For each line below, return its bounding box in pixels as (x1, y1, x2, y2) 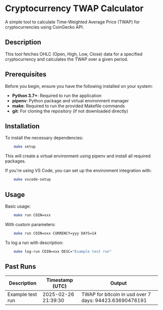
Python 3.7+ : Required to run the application (12, 93, 102, 98)
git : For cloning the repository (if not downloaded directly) (12, 108, 129, 114)
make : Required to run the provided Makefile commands (12, 103, 125, 109)
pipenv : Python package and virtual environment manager (12, 98, 129, 103)
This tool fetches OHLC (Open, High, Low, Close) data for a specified (5, 51, 143, 57)
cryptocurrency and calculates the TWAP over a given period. (5, 56, 129, 62)
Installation (5, 122, 40, 130)
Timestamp (46, 277, 73, 284)
